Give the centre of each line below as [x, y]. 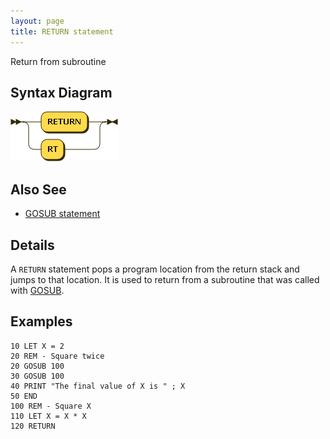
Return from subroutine [58, 61]
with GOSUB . [37, 290]
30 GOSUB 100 [37, 376]
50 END [24, 396]
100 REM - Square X [51, 406]
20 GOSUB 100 [37, 366]
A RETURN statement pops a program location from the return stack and [155, 269]
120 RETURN [33, 426]
